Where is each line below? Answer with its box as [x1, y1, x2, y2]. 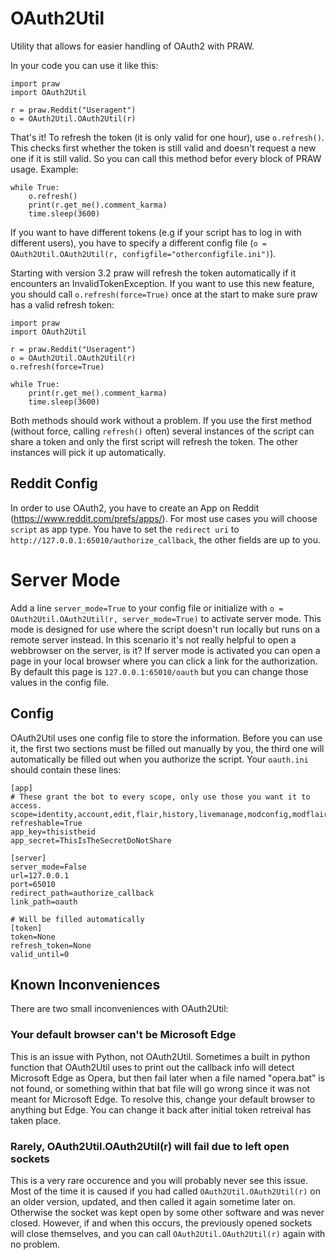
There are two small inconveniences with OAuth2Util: [10, 1003, 229, 1015]
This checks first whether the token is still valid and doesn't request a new [10, 142, 317, 154]
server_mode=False [10, 862, 87, 872]
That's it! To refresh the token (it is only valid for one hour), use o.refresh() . [10, 131, 325, 143]
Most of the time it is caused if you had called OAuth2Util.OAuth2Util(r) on [10, 1185, 321, 1197]
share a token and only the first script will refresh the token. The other [10, 435, 299, 447]
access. [10, 800, 43, 811]
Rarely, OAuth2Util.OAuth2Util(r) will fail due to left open [10, 1139, 290, 1153]
